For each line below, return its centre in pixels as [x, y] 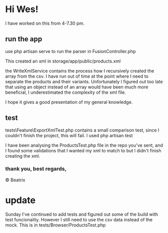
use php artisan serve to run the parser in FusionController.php [71, 51]
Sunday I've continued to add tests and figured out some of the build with [82, 214]
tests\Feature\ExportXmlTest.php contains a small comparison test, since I [82, 130]
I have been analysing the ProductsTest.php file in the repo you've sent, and [84, 145]
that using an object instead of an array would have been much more [77, 87]
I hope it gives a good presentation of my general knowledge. [69, 102]
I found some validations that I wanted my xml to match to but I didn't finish [83, 150]
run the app [24, 39]
